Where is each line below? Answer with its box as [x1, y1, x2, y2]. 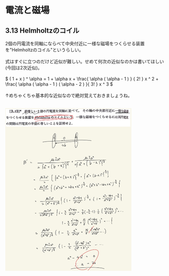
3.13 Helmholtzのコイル [5, 26, 80, 35]
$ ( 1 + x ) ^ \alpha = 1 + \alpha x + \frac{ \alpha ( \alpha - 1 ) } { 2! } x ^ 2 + [5, 76, 159, 82]
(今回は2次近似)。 [5, 65, 42, 71]
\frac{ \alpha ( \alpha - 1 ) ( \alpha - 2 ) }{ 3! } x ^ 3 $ [5, 81, 114, 87]
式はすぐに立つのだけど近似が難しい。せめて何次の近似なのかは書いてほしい [5, 58, 164, 64]
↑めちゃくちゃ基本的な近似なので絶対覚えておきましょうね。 [5, 93, 133, 98]
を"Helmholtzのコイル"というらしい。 [5, 47, 84, 53]
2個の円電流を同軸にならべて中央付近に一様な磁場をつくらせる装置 [5, 41, 145, 46]
